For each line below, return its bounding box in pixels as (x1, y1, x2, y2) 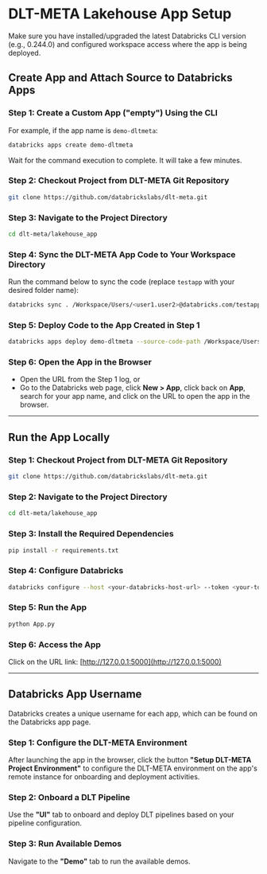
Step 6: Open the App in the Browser (8, 357, 153, 368)
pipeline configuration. (8, 818, 82, 828)
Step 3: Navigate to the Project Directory (8, 212, 168, 223)
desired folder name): (8, 286, 79, 295)
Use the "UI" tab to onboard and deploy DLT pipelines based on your (8, 810, 234, 820)
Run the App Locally (8, 431, 110, 444)
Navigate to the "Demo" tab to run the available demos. (8, 856, 191, 866)
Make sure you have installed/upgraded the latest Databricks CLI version (8, 31, 246, 41)
